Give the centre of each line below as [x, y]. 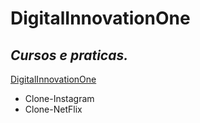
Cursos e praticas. [69, 55]
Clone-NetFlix [53, 109]
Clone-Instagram [59, 98]
